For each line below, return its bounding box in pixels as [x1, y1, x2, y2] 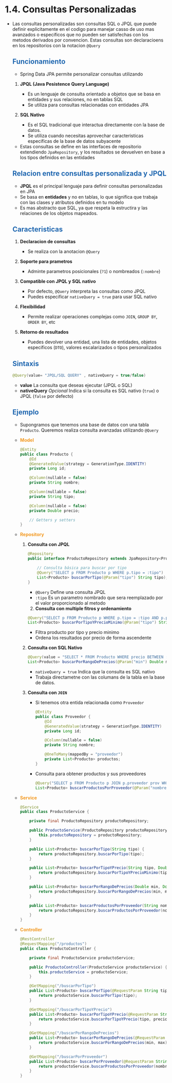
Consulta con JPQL [27, 541, 70, 548]
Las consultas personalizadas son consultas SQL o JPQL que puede [12, 21, 157, 27]
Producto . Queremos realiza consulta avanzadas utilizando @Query [20, 427, 159, 433]
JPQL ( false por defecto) [20, 393, 74, 399]
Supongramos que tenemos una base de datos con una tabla [20, 421, 149, 428]
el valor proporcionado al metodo [35, 599, 106, 606]
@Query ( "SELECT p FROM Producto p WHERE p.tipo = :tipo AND [27, 615, 159, 621]
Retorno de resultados [20, 329, 69, 335]
